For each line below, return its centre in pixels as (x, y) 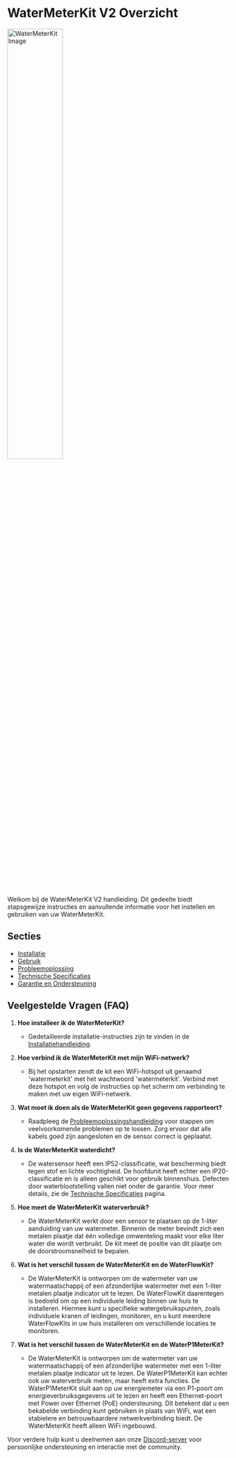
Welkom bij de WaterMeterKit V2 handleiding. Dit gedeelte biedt (100, 899)
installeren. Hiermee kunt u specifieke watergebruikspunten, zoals (124, 1308)
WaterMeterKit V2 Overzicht (93, 13)
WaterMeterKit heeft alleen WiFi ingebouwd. (92, 1426)
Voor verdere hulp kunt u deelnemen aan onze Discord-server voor (105, 1439)
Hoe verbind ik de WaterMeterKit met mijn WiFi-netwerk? (104, 1058)
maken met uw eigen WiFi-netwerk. (80, 1094)
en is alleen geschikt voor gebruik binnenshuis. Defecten (147, 1178)
